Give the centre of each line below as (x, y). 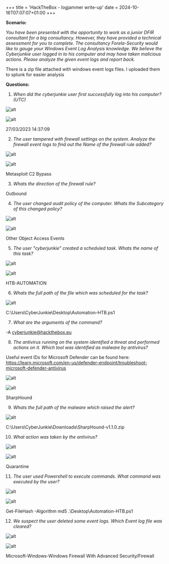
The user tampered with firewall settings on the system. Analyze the (84, 139)
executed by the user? (36, 482)
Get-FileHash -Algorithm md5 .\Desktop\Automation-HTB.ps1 (70, 511)
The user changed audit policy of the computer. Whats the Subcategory (88, 203)
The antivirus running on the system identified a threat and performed (86, 342)
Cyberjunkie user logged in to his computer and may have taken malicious (83, 54)
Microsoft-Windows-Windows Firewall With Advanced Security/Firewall (80, 556)
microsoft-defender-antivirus (36, 368)
